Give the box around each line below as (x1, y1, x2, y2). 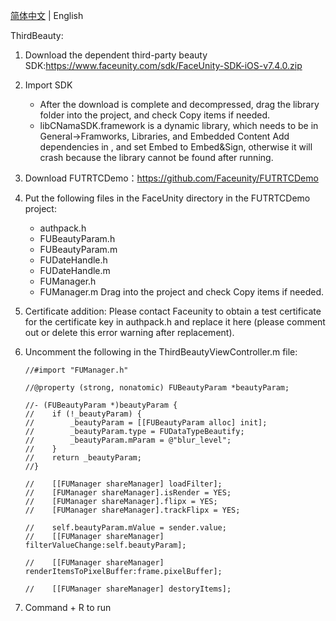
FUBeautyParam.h (39, 233, 116, 244)
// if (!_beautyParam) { (24, 409, 142, 419)
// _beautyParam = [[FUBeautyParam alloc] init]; (24, 418, 268, 428)
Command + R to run (24, 602, 112, 613)
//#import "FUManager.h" (24, 365, 129, 375)
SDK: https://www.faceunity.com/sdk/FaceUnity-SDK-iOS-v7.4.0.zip (24, 60, 303, 71)
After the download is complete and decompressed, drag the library (39, 99, 320, 110)
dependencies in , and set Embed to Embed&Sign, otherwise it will (39, 141, 313, 153)
